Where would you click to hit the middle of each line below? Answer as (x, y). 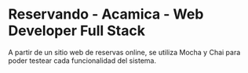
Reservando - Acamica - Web (106, 14)
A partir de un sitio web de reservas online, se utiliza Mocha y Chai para (124, 52)
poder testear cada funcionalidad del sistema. (82, 61)
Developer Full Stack (77, 31)
